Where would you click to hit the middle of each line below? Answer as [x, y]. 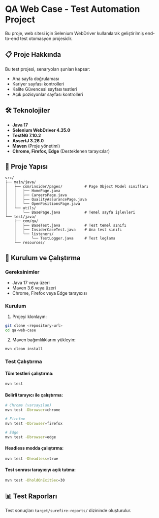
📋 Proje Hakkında [33, 55]
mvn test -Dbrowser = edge [31, 437]
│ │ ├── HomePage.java [33, 191]
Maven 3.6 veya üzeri [34, 288]
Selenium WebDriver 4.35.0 [41, 130]
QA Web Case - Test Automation [73, 9]
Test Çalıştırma [24, 361]
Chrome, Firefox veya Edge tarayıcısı [49, 293]
